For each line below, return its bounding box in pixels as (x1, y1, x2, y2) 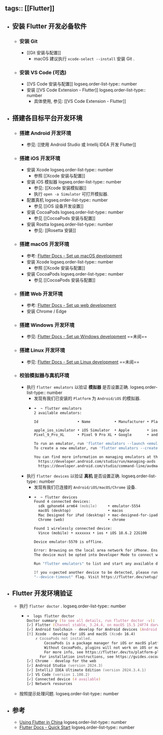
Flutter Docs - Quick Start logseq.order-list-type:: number (19, 724, 135, 730)
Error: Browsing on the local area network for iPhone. (33, 548, 149, 553)
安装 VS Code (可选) (19, 69, 67, 76)
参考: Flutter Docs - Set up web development (26, 302, 116, 308)
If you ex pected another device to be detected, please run (33, 570, 158, 575)
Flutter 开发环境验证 (12, 589, 73, 598)
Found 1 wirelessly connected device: (33, 526, 113, 531)
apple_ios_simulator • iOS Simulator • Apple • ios (33, 428, 158, 433)
